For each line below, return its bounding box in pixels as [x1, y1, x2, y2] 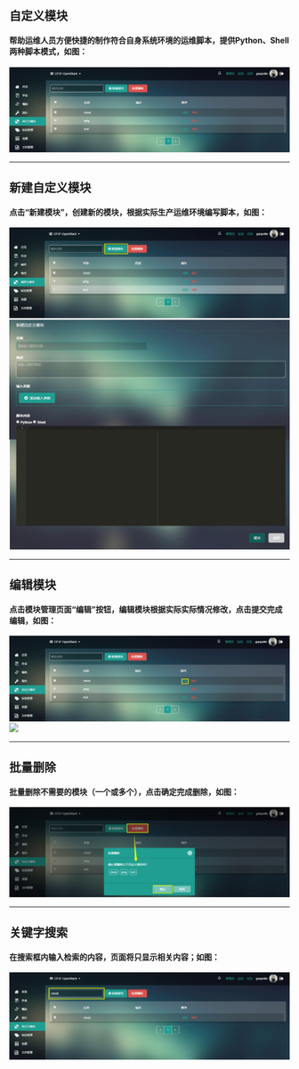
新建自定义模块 [9, 181, 92, 196]
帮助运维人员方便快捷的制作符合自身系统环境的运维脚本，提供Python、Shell [9, 35, 289, 45]
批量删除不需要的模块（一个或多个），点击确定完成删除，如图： [9, 786, 239, 797]
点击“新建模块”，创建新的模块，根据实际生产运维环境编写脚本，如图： [9, 207, 268, 217]
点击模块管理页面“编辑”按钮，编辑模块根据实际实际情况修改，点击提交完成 [9, 603, 283, 614]
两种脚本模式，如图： [9, 45, 87, 56]
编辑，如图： [9, 615, 56, 626]
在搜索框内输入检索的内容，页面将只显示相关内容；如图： [9, 952, 220, 962]
